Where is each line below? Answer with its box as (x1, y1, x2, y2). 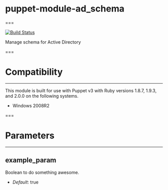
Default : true (12, 179, 39, 185)
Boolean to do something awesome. (5, 169, 79, 175)
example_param (5, 156, 56, 164)
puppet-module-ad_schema (5, 3, 124, 15)
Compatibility (5, 66, 63, 78)
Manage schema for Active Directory (5, 39, 81, 45)
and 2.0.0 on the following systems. (5, 93, 79, 99)
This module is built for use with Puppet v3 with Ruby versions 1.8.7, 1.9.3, (5, 87, 156, 93)
